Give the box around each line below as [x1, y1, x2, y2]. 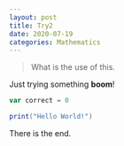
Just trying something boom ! [9, 79, 115, 89]
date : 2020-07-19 [9, 29, 74, 38]
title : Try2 [9, 21, 53, 30]
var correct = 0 [9, 96, 69, 105]
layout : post [9, 12, 58, 22]
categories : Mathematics [9, 37, 101, 47]
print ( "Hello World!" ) [9, 112, 93, 121]
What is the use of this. [30, 62, 115, 73]
